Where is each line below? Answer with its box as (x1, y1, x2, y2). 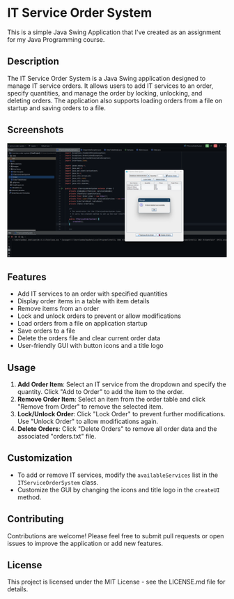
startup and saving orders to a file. (7, 103, 106, 112)
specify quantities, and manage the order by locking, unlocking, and (7, 89, 203, 97)
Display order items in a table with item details (17, 297, 150, 305)
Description (7, 56, 59, 68)
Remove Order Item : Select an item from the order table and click (17, 395, 205, 404)
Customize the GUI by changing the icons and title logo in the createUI (17, 485, 221, 494)
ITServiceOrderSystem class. (17, 478, 99, 486)
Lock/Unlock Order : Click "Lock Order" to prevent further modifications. (17, 410, 226, 418)
